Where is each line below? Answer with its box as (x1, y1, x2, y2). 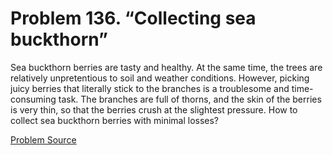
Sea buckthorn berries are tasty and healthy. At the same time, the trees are (10, 61, 323, 73)
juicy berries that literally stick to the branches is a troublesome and (10, 82, 290, 94)
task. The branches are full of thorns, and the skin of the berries (58, 93, 322, 105)
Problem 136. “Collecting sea (10, 7, 257, 30)
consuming (10, 93, 57, 105)
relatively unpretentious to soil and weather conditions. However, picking (10, 72, 310, 84)
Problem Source (10, 133, 77, 146)
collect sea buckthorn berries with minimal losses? (10, 114, 220, 126)
